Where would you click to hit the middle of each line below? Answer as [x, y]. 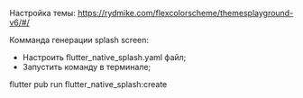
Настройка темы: [43, 13]
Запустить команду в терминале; [87, 67]
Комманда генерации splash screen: [79, 40]
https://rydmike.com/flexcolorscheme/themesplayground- [186, 13]
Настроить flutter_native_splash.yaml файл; [104, 57]
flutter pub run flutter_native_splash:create [88, 84]
